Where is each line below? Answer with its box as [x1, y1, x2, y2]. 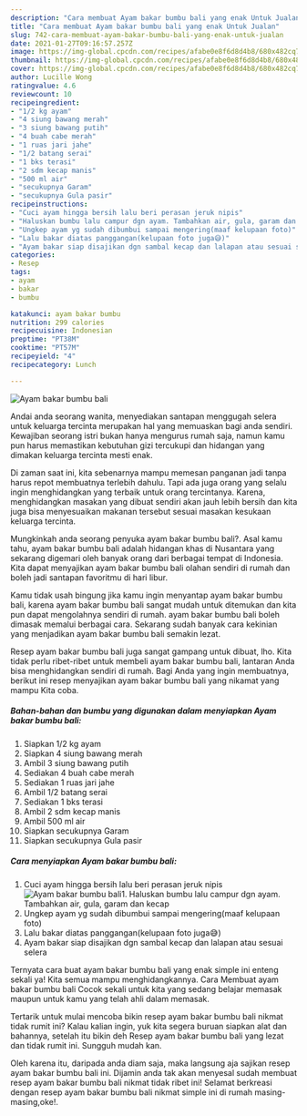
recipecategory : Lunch [10, 360, 97, 369]
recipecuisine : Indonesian [10, 326, 113, 335]
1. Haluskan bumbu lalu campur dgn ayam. [120, 888, 281, 899]
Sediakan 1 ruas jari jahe [23, 776, 115, 788]
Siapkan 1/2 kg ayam [23, 738, 102, 749]
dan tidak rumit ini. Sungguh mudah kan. [10, 1039, 162, 1050]
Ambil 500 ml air [23, 815, 86, 826]
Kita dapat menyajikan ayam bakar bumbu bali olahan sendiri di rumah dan [10, 562, 291, 573]
